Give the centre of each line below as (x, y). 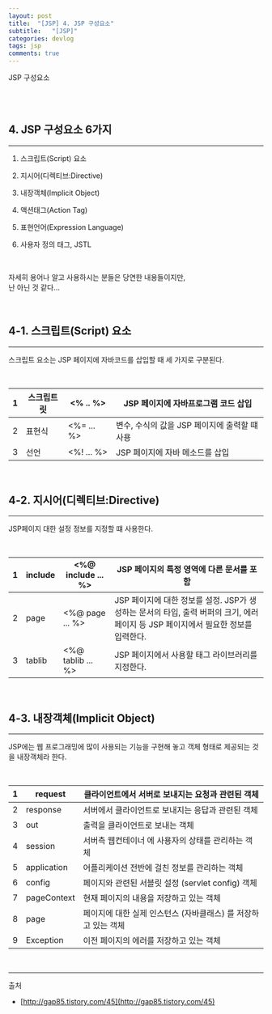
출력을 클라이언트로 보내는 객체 (138, 825)
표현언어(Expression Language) (72, 227)
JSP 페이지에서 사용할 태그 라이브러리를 (186, 655)
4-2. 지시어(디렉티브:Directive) (84, 501)
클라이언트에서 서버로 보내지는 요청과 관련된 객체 (171, 795)
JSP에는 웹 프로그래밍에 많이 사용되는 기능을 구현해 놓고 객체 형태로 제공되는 (130, 747)
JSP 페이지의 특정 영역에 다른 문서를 (183, 570)
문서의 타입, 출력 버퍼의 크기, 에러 (199, 613)
